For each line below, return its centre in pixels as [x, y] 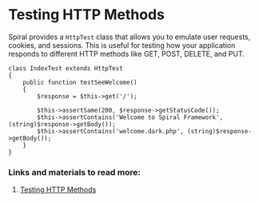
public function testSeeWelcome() [80, 82]
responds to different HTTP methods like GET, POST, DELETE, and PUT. [127, 53]
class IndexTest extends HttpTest [66, 68]
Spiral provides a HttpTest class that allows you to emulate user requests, [129, 37]
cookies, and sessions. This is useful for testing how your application [122, 45]
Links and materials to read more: [75, 172]
